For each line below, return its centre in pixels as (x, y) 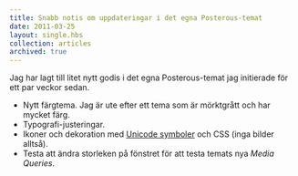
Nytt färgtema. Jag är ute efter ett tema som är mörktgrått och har (146, 105)
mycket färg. (46, 115)
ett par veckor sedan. (50, 88)
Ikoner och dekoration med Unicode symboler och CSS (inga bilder (149, 134)
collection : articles (51, 43)
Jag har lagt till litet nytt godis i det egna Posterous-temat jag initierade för (149, 78)
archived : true (38, 52)
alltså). (35, 144)
